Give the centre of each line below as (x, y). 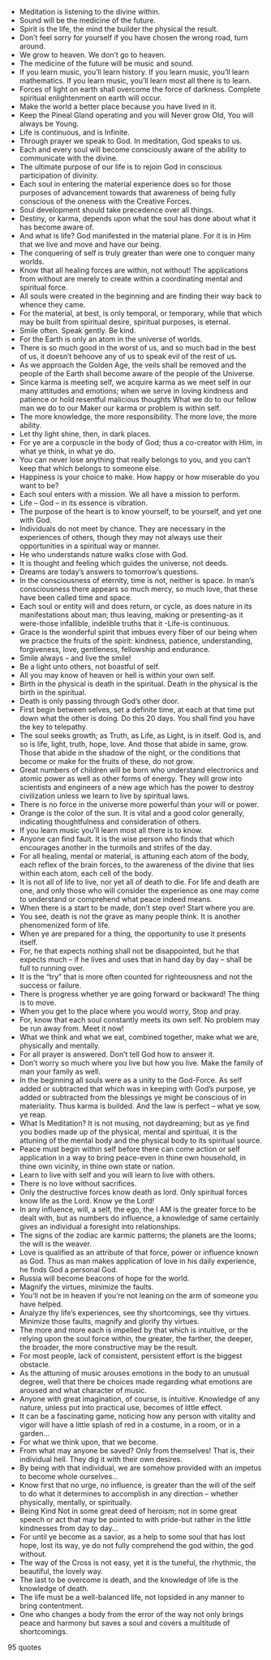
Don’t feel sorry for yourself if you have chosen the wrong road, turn (133, 37)
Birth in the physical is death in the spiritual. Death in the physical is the (138, 684)
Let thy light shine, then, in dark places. (85, 434)
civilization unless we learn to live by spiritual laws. (104, 796)
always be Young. (49, 124)
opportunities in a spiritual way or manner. (90, 546)
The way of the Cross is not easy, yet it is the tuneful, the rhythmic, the (138, 1563)
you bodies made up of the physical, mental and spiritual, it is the (128, 1132)
